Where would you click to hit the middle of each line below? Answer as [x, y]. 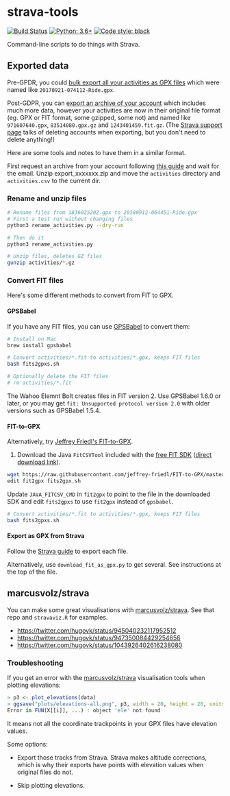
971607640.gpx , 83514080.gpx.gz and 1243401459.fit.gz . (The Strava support [115, 125]
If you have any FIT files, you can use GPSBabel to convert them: [99, 326]
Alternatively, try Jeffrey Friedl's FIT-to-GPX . [70, 442]
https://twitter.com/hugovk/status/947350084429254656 [99, 637]
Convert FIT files [35, 281]
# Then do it [26, 237]
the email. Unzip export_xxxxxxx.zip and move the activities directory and [114, 173]
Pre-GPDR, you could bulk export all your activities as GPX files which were [114, 82]
